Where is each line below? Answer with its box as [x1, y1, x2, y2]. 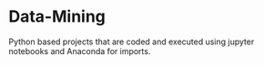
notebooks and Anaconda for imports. [8, 45, 151, 56]
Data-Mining [8, 6, 107, 27]
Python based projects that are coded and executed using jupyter [8, 36, 255, 47]
